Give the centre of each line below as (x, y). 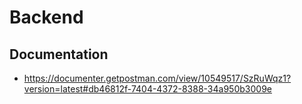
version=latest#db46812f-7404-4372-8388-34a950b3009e (147, 89)
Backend (46, 17)
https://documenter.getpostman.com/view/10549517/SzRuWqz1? (157, 78)
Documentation (59, 54)
